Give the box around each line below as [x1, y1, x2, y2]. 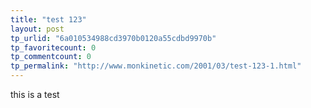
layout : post [10, 24, 65, 34]
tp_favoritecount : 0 [10, 42, 97, 53]
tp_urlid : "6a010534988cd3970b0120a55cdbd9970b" [10, 33, 217, 43]
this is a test [10, 89, 60, 100]
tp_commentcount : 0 [10, 52, 92, 62]
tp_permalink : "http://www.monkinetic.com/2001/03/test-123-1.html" [10, 61, 302, 71]
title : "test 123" [10, 14, 87, 25]
